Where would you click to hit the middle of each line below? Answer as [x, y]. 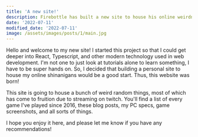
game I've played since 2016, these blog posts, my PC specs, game [88, 105]
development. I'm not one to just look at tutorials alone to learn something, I [98, 63]
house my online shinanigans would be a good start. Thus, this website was [98, 75]
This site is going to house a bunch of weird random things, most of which [96, 93]
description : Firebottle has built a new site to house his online [91, 17]
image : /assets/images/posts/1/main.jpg [57, 34]
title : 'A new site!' [33, 11]
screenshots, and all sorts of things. [49, 112]
